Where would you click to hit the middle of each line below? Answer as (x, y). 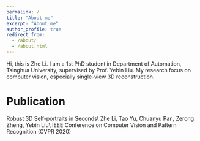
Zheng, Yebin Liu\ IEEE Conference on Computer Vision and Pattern (91, 125)
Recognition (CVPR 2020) (39, 131)
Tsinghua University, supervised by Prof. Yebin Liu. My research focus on (99, 70)
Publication (36, 101)
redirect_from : (26, 35)
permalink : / (23, 12)
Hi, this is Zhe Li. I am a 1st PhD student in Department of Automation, (94, 63)
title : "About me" (30, 18)
